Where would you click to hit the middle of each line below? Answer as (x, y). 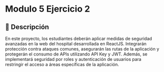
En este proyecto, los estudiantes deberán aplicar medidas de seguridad (79, 38)
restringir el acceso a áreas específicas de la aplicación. (62, 64)
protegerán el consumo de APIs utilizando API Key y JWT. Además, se (76, 54)
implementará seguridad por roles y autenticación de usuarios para (73, 59)
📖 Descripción (27, 27)
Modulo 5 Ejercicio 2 (48, 9)
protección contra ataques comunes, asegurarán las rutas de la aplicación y (82, 49)
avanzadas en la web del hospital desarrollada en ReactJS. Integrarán (76, 44)
